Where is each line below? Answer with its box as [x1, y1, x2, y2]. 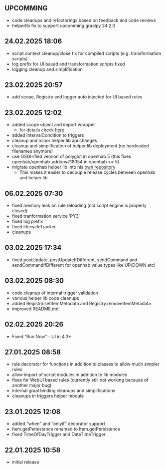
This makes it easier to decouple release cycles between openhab [19, 169, 156, 175]
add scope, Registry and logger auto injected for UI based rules [11, 94, 143, 100]
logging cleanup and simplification [11, 66, 83, 72]
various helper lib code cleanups [11, 295, 79, 301]
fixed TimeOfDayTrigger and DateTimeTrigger [11, 432, 106, 438]
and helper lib [19, 175, 48, 181]
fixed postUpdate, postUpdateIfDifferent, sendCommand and [11, 257, 138, 263]
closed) [11, 208, 28, 214]
